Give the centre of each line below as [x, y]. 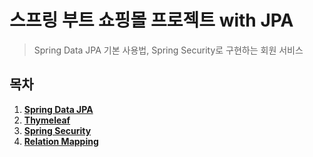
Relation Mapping [61, 141]
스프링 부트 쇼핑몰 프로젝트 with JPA [151, 20]
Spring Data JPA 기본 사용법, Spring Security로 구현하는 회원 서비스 [168, 50]
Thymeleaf [47, 120]
